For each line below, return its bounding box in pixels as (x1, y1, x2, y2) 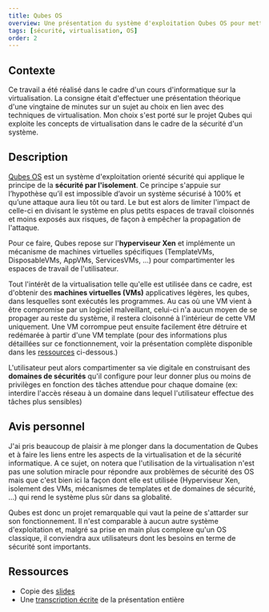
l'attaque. (8, 222, 40, 232)
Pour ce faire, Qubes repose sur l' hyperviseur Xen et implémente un (8, 238, 235, 248)
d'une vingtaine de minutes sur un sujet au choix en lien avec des (8, 102, 224, 112)
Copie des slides (19, 586, 75, 596)
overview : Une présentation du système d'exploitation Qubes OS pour (8, 19, 246, 27)
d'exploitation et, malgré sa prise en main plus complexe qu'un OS (8, 525, 227, 534)
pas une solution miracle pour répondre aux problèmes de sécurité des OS (8, 466, 255, 476)
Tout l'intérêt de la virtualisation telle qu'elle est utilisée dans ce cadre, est (8, 279, 252, 289)
